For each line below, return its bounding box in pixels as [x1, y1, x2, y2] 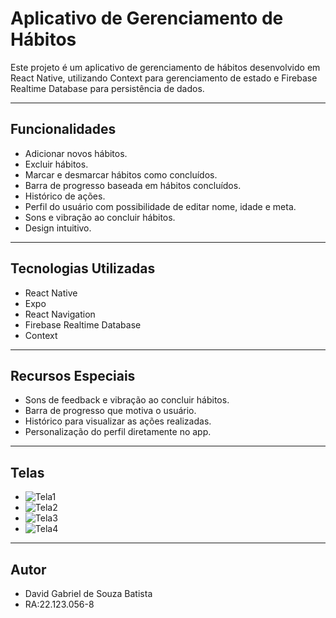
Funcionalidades [10, 121, 117, 138]
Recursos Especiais [10, 367, 136, 384]
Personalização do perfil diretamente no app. [24, 426, 212, 438]
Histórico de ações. [24, 190, 106, 202]
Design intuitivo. [24, 222, 92, 234]
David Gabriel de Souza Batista [24, 588, 153, 599]
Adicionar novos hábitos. [24, 147, 128, 159]
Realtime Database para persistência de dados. [10, 82, 205, 94]
